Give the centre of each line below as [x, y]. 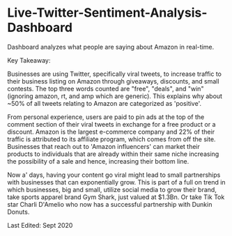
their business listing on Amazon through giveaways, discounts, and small [113, 81]
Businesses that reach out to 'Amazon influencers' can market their [103, 146]
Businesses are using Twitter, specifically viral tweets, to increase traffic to [114, 74]
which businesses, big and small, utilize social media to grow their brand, [112, 189]
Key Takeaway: [29, 60]
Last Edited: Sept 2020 [40, 225]
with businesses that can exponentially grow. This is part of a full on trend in [116, 182]
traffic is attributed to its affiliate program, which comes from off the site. [111, 139]
